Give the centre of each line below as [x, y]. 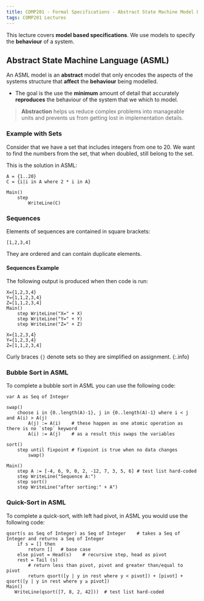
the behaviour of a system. [40, 41]
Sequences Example [33, 267]
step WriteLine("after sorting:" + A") [68, 487]
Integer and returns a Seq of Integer [55, 538]
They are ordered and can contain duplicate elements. [74, 253]
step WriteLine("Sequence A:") [57, 477]
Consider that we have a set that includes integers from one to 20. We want [101, 147]
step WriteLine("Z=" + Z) [50, 325]
